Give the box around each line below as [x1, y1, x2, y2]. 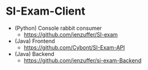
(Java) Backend [14, 50, 54, 57]
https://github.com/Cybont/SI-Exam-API [23, 44, 125, 51]
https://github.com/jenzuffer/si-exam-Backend [23, 57, 142, 64]
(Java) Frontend [14, 37, 56, 44]
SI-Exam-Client [6, 4, 86, 18]
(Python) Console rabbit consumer [14, 24, 102, 32]
